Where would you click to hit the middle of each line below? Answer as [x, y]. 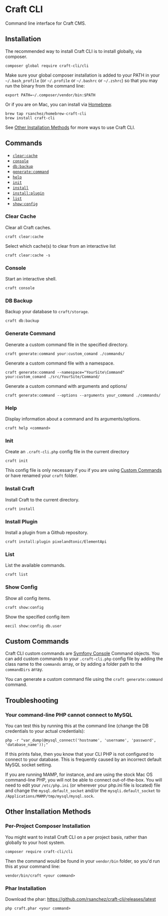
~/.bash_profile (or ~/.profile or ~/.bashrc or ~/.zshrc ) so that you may [81, 80]
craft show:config [24, 607]
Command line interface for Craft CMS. [46, 23]
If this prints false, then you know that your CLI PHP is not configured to [79, 754]
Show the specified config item [37, 617]
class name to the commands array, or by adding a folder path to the [74, 664]
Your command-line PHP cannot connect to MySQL [69, 715]
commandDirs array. [24, 670]
